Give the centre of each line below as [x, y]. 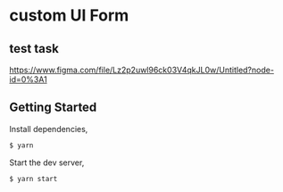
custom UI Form [69, 16]
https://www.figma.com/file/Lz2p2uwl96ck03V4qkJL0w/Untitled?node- [142, 70]
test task [34, 49]
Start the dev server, [47, 163]
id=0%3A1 [28, 79]
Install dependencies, [49, 129]
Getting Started [53, 108]
